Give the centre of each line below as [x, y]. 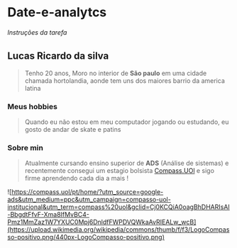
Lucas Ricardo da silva [58, 56]
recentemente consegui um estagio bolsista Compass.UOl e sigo [120, 171]
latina [33, 88]
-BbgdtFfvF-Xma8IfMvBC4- [49, 215]
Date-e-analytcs [57, 12]
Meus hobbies [33, 106]
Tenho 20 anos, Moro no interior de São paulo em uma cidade [116, 73]
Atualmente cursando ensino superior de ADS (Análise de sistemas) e [127, 163]
